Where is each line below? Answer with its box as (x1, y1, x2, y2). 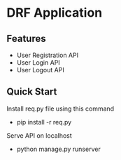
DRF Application (6, 5, 103, 21)
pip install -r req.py (16, 118, 72, 126)
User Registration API (16, 51, 78, 59)
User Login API (16, 58, 60, 67)
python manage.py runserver (16, 145, 101, 153)
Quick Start (6, 86, 57, 98)
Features (6, 33, 46, 45)
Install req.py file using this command (6, 104, 115, 113)
